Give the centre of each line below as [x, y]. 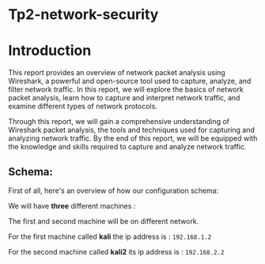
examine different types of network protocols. [83, 106]
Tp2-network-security [83, 15]
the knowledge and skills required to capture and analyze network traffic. [127, 147]
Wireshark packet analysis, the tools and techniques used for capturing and [131, 130]
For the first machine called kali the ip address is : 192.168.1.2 [110, 236]
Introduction [50, 51]
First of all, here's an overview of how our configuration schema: [114, 190]
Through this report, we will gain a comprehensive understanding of [119, 122]
